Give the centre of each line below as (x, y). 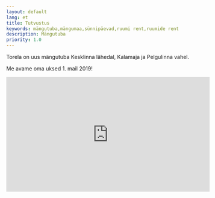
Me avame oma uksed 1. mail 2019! (50, 69)
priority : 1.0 (24, 40)
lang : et (17, 17)
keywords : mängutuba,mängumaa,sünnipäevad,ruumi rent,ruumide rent (93, 29)
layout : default (26, 12)
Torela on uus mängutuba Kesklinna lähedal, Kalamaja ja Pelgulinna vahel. (98, 57)
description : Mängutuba (36, 34)
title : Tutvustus (28, 23)
